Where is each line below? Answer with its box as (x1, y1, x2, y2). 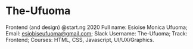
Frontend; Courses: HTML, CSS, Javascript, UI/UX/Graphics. (5, 36, 154, 43)
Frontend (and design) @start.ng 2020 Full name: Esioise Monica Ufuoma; (5, 24, 188, 31)
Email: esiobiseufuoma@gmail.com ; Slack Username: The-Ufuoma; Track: (5, 30, 188, 37)
